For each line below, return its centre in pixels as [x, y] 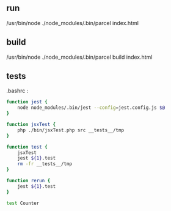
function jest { [27, 102]
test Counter [23, 203]
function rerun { [28, 181]
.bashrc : [17, 91]
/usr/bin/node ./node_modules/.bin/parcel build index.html [79, 57]
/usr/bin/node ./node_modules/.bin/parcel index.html [73, 23]
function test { [27, 147]
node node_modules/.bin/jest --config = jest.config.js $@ [91, 108]
